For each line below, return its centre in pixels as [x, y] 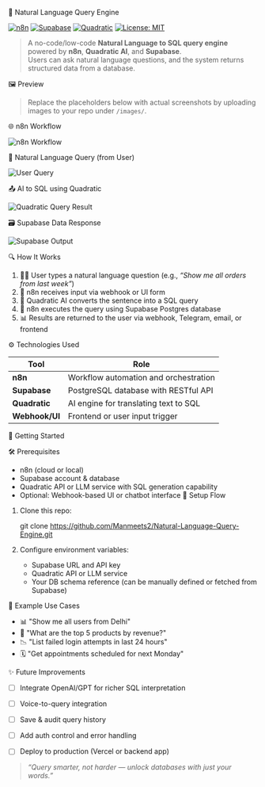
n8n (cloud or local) [52, 470]
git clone [34, 526]
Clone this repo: [45, 510]
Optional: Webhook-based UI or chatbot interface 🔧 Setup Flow [123, 495]
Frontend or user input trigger [123, 416]
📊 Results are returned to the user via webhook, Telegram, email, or [131, 318]
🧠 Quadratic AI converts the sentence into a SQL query [109, 300]
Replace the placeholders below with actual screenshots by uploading [142, 102]
